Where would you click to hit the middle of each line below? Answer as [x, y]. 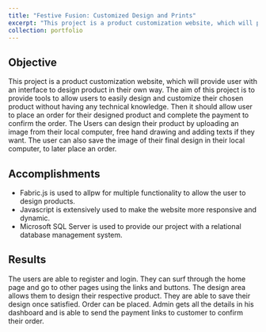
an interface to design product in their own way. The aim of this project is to [132, 90]
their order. [27, 321]
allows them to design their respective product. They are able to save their [129, 296]
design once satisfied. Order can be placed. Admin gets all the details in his [131, 304]
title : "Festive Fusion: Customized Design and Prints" [102, 15]
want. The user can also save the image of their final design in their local [127, 140]
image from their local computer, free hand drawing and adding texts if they [131, 132]
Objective [33, 62]
